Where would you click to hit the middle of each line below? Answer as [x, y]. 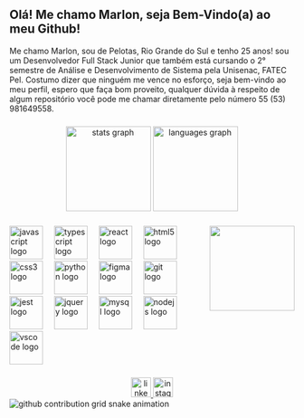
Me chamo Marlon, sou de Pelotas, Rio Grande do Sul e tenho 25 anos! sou [149, 51]
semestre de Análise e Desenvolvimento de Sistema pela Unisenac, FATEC [148, 70]
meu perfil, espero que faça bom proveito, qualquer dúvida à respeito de [145, 89]
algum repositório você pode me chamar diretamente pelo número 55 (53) [148, 99]
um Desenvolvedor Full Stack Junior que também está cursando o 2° [138, 60]
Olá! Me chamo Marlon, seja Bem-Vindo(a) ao [140, 15]
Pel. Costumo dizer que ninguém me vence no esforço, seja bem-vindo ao [148, 80]
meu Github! [45, 29]
